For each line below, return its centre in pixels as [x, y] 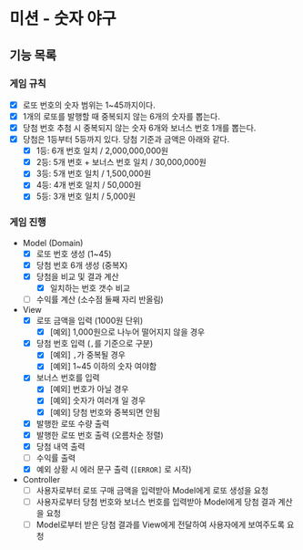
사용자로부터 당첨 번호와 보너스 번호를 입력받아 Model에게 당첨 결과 [156, 502]
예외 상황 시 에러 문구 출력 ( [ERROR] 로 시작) [114, 469]
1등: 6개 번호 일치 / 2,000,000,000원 [102, 150]
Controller [41, 479]
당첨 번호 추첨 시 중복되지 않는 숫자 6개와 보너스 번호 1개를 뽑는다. [139, 128]
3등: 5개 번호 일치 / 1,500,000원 [94, 173]
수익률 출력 [56, 458]
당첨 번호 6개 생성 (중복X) [82, 265]
